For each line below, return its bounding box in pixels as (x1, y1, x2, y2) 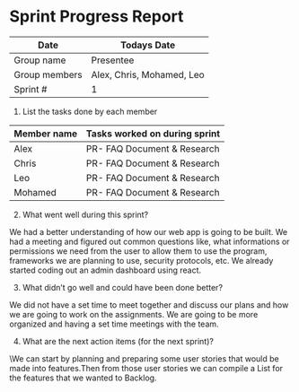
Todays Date (119, 39, 176, 51)
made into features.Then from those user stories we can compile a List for (9, 362, 284, 373)
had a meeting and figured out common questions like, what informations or (9, 236, 290, 247)
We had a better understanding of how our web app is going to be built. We (9, 226, 288, 237)
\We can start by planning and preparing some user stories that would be (9, 353, 280, 364)
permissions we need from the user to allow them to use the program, (9, 245, 268, 257)
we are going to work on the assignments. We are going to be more (9, 309, 259, 319)
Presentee (91, 54, 135, 66)
